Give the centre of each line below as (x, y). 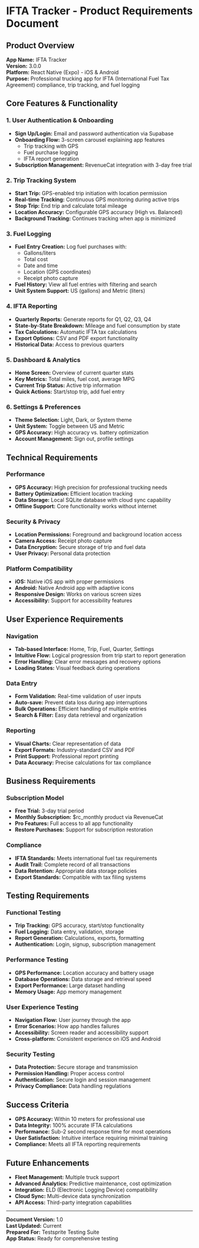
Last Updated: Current (34, 1225)
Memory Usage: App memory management (68, 992)
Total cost (36, 259)
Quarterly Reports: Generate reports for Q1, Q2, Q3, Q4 (83, 319)
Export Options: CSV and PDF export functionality (76, 338)
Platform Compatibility (39, 569)
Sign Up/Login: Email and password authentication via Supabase (94, 133)
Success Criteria (38, 1105)
